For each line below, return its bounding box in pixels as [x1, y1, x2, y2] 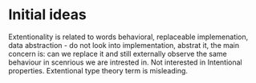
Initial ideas [8, 6, 87, 24]
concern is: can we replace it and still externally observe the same [8, 49, 227, 58]
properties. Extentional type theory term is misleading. [8, 65, 189, 75]
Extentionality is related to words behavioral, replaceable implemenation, [8, 32, 249, 41]
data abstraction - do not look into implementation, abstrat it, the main [8, 40, 240, 49]
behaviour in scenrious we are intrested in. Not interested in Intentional [8, 57, 242, 67]
